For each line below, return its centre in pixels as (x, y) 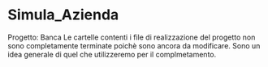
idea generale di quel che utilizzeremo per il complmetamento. (112, 54)
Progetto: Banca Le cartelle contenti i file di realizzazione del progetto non (132, 37)
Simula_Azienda (63, 15)
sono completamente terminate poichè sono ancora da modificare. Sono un (134, 45)
